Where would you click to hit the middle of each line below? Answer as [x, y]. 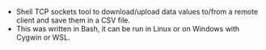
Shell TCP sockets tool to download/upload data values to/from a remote [137, 12]
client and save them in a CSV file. [73, 20]
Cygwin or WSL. [43, 37]
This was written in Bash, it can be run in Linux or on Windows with [128, 29]
